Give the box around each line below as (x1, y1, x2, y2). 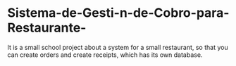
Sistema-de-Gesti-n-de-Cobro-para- (7, 5, 230, 21)
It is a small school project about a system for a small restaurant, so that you (7, 43, 228, 51)
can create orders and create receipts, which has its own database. (7, 51, 203, 59)
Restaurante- (7, 20, 87, 36)
